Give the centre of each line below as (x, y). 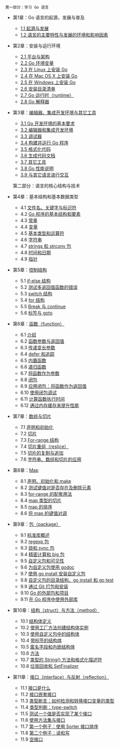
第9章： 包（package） (37, 524)
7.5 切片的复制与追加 (42, 453)
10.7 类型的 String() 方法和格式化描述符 (61, 660)
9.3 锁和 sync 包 (37, 548)
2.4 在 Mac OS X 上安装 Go (49, 76)
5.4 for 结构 (32, 300)
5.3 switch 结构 (36, 294)
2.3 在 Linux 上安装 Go (44, 69)
